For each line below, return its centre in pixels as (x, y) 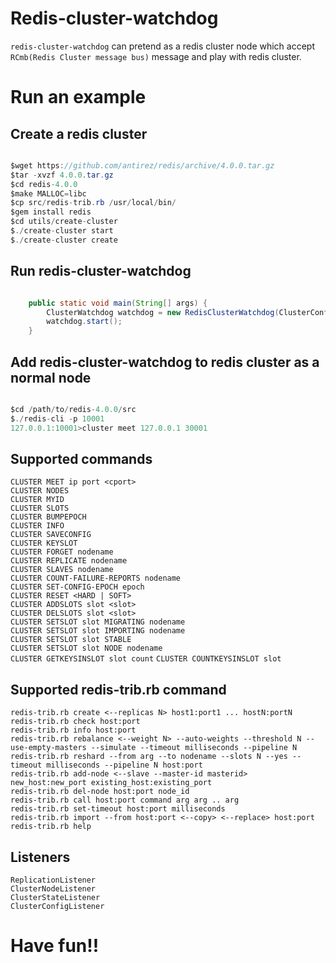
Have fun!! (55, 946)
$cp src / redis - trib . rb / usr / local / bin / (93, 203)
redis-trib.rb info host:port (73, 730)
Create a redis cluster (79, 133)
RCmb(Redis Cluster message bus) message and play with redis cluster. (156, 56)
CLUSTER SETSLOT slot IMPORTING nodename (98, 631)
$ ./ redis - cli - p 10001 (57, 418)
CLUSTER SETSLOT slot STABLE (71, 640)
